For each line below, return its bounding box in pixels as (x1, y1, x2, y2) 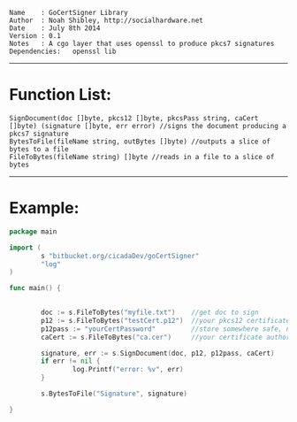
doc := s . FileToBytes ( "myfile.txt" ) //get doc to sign (41, 308, 259, 317)
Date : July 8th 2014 (9, 24, 101, 33)
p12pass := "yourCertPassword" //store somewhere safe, (41, 324, 283, 334)
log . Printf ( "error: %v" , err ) (72, 365, 184, 374)
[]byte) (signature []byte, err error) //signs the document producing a (9, 121, 287, 130)
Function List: (9, 85, 112, 105)
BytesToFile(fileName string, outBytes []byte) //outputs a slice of (9, 137, 271, 146)
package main (9, 226, 57, 236)
